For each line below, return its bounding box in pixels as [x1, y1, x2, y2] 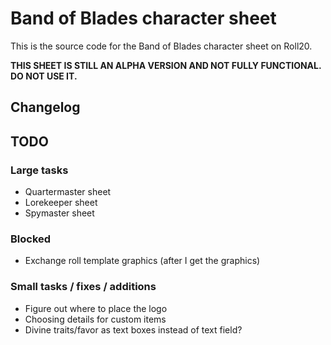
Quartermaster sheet [24, 186, 112, 198]
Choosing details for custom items [24, 313, 167, 325]
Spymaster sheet [24, 207, 95, 219]
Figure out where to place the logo [24, 302, 168, 314]
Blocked [10, 232, 52, 246]
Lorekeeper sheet [24, 197, 98, 209]
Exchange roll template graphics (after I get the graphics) [24, 255, 261, 267]
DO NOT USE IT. [10, 70, 78, 82]
